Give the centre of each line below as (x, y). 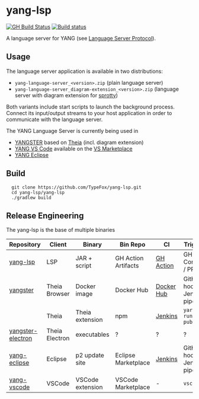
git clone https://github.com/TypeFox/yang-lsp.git (77, 187)
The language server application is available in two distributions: (85, 71)
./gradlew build (31, 197)
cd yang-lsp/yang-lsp (38, 192)
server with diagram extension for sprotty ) (66, 95)
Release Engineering (45, 216)
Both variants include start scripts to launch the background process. (90, 107)
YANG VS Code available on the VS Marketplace (73, 148)
